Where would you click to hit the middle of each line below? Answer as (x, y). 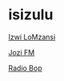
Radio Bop (25, 68)
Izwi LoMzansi (32, 37)
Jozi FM (22, 52)
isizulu (31, 15)
